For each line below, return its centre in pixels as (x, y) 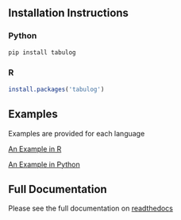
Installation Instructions (69, 13)
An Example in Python (44, 164)
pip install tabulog (42, 52)
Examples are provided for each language (77, 133)
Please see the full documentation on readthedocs (90, 208)
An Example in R (35, 149)
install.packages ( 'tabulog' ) (56, 89)
